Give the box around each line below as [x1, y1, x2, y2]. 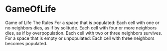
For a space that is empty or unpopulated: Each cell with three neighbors [5, 35, 155, 41]
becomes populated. [5, 40, 48, 46]
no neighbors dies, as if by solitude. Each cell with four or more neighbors [5, 25, 157, 30]
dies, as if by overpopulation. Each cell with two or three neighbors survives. [5, 30, 163, 36]
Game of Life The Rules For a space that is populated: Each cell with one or [5, 20, 160, 25]
